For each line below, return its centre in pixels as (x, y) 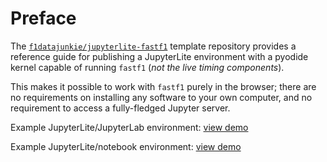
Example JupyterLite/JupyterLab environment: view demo (129, 127)
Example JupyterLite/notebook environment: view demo (126, 146)
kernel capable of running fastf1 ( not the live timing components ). (147, 67)
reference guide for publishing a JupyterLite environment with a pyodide (159, 56)
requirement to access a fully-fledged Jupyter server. (120, 108)
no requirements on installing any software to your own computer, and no (161, 97)
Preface (43, 18)
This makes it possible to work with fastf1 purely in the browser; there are (163, 86)
